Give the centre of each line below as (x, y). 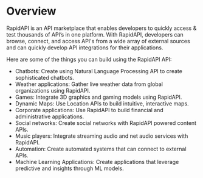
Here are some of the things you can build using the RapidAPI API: (89, 59)
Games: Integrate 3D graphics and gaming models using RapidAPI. (98, 97)
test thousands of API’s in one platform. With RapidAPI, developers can (95, 34)
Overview (31, 11)
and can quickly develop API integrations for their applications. (85, 48)
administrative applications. (50, 116)
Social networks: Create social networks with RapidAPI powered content (105, 123)
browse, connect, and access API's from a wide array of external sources (98, 41)
